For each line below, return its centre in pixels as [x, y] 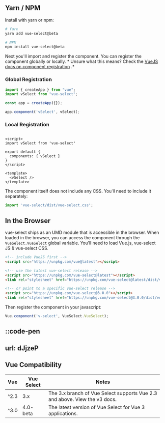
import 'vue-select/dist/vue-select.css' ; [49, 205]
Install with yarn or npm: [29, 20]
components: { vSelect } [35, 156]
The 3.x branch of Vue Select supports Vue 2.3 [103, 393]
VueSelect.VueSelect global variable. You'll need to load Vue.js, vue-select [81, 243]
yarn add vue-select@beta [31, 33]
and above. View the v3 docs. [82, 399]
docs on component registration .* [40, 67]
